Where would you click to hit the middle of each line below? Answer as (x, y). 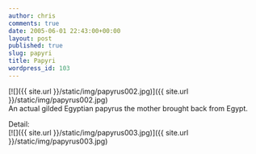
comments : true (34, 23)
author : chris (32, 16)
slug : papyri (30, 53)
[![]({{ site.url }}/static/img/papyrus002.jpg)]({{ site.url (99, 91)
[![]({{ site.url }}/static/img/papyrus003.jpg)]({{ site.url (99, 132)
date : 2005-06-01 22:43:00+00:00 (65, 31)
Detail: (19, 124)
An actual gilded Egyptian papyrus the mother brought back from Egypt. (128, 108)
